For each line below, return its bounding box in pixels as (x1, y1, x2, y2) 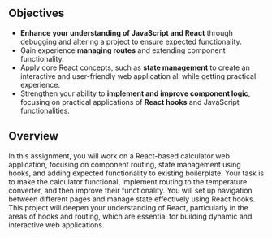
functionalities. (19, 106, 71, 115)
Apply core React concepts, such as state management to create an (19, 63, 250, 72)
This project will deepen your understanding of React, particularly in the (8, 202, 249, 212)
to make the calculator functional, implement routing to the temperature (8, 176, 248, 186)
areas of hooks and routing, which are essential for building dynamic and (8, 211, 253, 221)
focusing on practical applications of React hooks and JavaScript (19, 97, 240, 106)
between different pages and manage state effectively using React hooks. (8, 194, 256, 204)
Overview (8, 129, 59, 143)
